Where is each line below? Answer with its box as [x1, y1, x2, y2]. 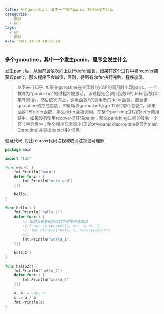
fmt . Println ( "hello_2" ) [14, 268, 63, 273]
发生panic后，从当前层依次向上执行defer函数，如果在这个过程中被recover [5, 68, 154, 74]
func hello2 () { [5, 264, 38, 269]
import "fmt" [5, 156, 32, 161]
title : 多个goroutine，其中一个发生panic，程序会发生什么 [5, 7, 114, 12]
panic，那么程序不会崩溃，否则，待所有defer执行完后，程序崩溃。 [13, 74, 147, 80]
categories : [5, 12, 29, 17]
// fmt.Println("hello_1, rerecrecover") [23, 228, 111, 233]
